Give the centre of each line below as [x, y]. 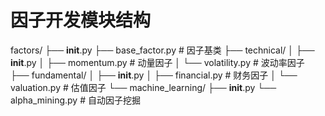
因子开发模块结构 [81, 20]
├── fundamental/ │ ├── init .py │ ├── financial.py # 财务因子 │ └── [154, 75]
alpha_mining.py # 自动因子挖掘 [75, 100]
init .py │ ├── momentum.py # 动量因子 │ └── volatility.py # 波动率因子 [157, 62]
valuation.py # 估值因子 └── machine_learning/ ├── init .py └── [143, 87]
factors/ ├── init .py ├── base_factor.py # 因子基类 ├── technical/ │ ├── [162, 50]
